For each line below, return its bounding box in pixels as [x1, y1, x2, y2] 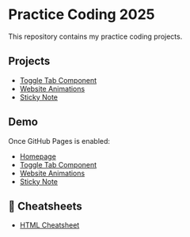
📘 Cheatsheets [8, 199, 82, 213]
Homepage [19, 152, 57, 161]
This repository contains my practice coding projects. [8, 32, 183, 41]
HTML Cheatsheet [19, 220, 80, 230]
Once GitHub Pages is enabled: [8, 136, 111, 145]
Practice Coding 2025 [8, 6, 155, 24]
